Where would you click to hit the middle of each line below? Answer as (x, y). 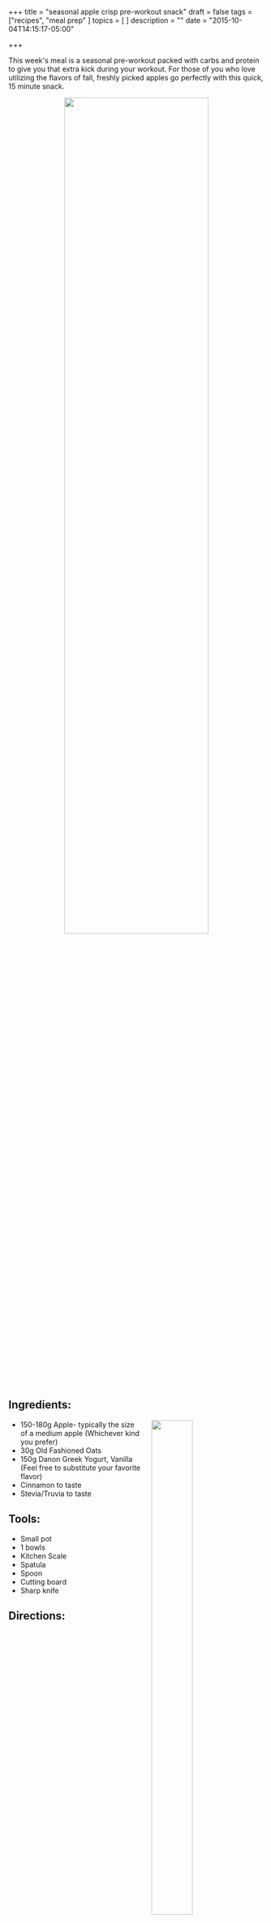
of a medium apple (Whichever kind (80, 1433)
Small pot (36, 1538)
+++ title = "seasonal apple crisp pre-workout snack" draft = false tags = (131, 12)
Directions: (37, 1616)
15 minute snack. (37, 86)
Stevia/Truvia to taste (56, 1494)
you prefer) (39, 1442)
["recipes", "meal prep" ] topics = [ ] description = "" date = (108, 20)
